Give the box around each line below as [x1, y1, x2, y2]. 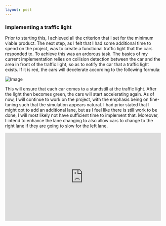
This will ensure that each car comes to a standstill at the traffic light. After [5, 85, 157, 92]
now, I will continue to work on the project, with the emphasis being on [5, 96, 149, 102]
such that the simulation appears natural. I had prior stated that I [19, 101, 150, 107]
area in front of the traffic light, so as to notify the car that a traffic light [5, 61, 149, 67]
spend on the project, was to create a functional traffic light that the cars [5, 45, 153, 51]
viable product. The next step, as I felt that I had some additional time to [5, 40, 152, 46]
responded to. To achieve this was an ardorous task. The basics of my [5, 51, 148, 57]
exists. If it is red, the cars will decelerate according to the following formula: [5, 67, 161, 73]
